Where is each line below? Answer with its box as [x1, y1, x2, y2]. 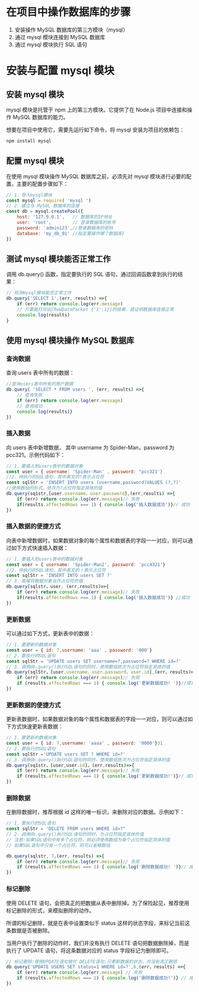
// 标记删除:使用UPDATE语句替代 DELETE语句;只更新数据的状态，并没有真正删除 [6, 958, 178, 965]
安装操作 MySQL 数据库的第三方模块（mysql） [14, 26, 129, 33]
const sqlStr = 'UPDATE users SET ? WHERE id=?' [6, 751, 126, 757]
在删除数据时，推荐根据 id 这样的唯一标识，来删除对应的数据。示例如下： [6, 808, 185, 815]
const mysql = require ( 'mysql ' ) [6, 197, 92, 203]
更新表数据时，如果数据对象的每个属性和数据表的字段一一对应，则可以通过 [6, 715, 188, 723]
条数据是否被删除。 [6, 927, 53, 934]
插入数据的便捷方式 [6, 522, 61, 530]
